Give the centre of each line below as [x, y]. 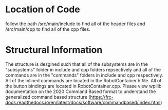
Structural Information [54, 50]
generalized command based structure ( [48, 97]
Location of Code [43, 10]
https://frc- [102, 97]
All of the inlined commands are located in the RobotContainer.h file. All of [83, 80]
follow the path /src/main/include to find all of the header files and [75, 24]
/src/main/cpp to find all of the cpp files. [48, 29]
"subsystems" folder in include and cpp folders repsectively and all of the [83, 69]
